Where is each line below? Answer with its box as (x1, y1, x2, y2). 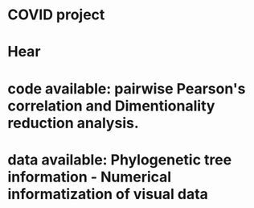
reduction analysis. (7, 114, 140, 132)
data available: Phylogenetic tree (7, 151, 232, 168)
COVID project (7, 6, 105, 24)
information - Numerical (7, 168, 172, 186)
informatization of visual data (7, 185, 208, 203)
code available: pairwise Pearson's (7, 79, 246, 98)
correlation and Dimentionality (7, 97, 215, 114)
